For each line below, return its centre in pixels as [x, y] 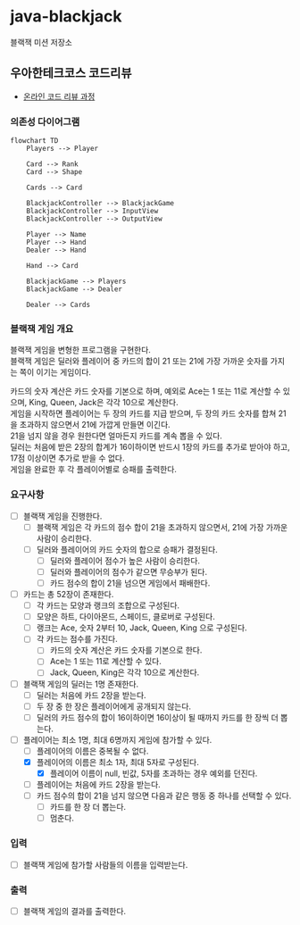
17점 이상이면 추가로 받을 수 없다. [67, 458]
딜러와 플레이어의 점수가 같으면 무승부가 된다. [129, 571]
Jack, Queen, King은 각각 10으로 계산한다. [125, 672]
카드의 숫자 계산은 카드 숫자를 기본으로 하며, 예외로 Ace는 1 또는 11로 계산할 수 [146, 391]
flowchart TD [34, 141]
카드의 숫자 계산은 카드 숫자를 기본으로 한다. [126, 650]
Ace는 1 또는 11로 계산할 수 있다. [105, 662]
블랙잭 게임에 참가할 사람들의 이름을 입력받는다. [105, 864]
